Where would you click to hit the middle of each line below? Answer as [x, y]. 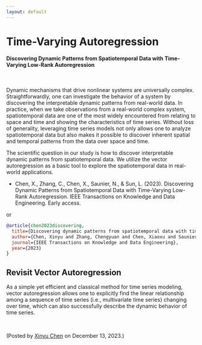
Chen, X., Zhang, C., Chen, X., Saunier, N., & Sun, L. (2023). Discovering [104, 184]
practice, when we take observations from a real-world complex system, [96, 110]
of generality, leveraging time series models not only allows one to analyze [99, 129]
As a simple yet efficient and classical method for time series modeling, [95, 287]
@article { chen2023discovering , [45, 226]
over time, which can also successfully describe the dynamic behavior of [97, 306]
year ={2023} [27, 248]
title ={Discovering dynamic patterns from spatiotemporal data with [99, 231]
